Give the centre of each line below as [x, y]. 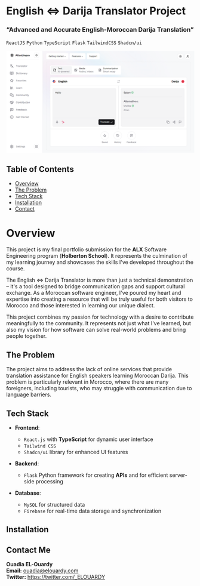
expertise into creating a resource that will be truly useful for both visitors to [99, 299]
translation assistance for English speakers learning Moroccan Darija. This [98, 376]
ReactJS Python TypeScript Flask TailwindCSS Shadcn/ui [74, 43]
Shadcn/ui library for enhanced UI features [76, 452]
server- [179, 475]
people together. [27, 336]
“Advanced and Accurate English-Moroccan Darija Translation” [100, 30]
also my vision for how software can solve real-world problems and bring [96, 330]
